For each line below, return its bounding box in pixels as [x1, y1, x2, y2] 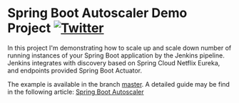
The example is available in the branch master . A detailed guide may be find [7, 80, 230, 88]
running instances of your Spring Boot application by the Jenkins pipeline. [7, 51, 225, 60]
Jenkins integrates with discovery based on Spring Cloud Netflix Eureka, [7, 58, 220, 67]
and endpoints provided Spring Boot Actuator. [7, 66, 143, 75]
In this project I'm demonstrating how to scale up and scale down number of [7, 43, 232, 52]
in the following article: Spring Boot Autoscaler [7, 87, 144, 96]
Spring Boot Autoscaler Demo [7, 5, 188, 21]
